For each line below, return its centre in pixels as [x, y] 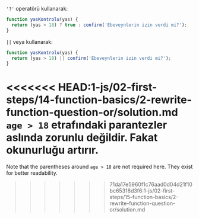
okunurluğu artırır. [53, 150]
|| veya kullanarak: [29, 41]
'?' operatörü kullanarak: [37, 9]
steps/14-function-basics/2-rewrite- [99, 100]
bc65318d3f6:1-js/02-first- [142, 191]
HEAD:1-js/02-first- [108, 87]
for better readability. [32, 173]
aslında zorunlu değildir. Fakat [82, 138]
